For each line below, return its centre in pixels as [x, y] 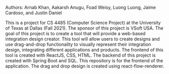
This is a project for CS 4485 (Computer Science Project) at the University [83, 23]
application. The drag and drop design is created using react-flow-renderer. [85, 66]
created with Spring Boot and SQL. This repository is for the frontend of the [84, 60]
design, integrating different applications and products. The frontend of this [84, 50]
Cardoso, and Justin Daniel [34, 13]
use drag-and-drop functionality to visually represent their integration [78, 44]
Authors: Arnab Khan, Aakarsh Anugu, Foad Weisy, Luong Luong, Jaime [81, 7]
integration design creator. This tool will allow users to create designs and [82, 39]
